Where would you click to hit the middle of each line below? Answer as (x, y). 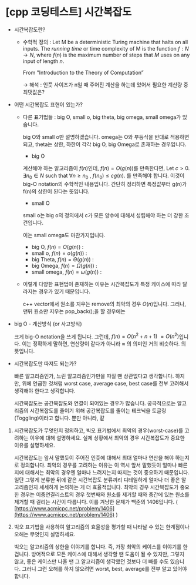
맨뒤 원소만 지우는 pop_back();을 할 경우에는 (74, 311)
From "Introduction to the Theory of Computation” (83, 72)
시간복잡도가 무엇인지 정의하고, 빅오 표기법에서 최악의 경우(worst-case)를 (98, 431)
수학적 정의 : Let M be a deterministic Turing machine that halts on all (105, 42)
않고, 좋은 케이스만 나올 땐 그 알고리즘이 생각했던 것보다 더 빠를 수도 (91, 561)
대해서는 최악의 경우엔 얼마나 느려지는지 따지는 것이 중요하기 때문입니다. (107, 473)
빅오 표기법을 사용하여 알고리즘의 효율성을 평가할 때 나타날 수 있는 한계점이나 (102, 527)
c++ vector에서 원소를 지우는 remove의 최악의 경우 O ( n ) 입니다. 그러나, (104, 304)
